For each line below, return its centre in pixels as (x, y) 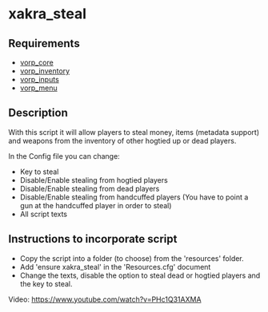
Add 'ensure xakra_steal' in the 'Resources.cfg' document (115, 267)
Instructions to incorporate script (93, 239)
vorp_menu (38, 88)
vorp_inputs (40, 79)
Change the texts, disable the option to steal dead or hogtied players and (140, 275)
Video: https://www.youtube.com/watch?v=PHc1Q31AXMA (105, 299)
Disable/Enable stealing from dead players (90, 188)
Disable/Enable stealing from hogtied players (94, 180)
